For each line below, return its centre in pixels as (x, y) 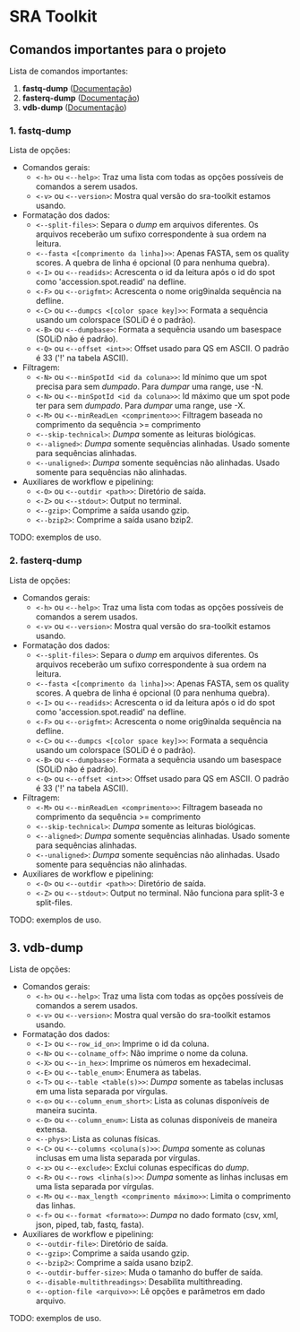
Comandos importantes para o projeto (118, 50)
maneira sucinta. (66, 1111)
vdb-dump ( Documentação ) (74, 108)
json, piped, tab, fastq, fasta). (90, 1224)
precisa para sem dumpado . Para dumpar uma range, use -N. (150, 386)
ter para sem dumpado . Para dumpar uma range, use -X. (141, 406)
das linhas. (56, 1206)
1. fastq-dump (40, 130)
